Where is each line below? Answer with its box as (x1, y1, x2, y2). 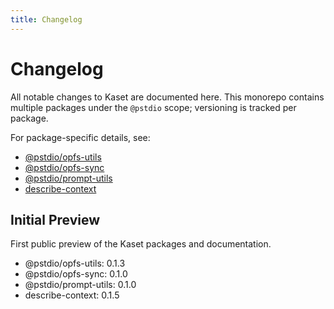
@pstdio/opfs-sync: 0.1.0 (24, 268, 128, 280)
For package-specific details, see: (10, 131, 151, 143)
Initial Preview (10, 211, 101, 228)
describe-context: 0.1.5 (24, 289, 120, 301)
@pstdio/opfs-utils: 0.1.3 (24, 257, 126, 270)
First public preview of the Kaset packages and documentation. (10, 238, 272, 250)
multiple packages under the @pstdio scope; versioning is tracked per (10, 101, 297, 113)
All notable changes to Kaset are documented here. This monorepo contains (10, 91, 325, 103)
